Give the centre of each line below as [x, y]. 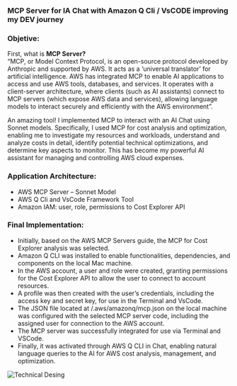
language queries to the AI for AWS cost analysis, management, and [117, 353]
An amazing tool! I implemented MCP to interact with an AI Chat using [109, 120]
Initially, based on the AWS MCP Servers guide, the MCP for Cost [112, 240]
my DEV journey [36, 19]
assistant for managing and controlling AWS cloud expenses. [96, 158]
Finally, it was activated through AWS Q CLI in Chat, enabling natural [117, 346]
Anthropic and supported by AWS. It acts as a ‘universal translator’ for [109, 69]
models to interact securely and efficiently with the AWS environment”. [110, 107]
